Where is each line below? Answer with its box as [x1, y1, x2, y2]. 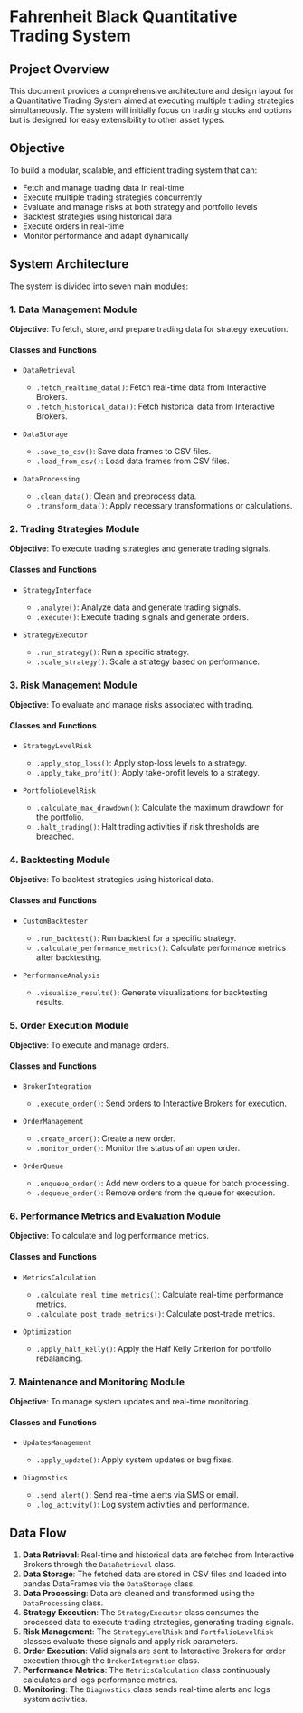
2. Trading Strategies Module [9, 523, 140, 536]
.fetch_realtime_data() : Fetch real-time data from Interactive [35, 382, 267, 393]
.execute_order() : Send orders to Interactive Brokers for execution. [35, 1098, 288, 1109]
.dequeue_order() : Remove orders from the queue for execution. [35, 1187, 276, 1198]
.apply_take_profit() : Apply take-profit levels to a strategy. [35, 767, 260, 778]
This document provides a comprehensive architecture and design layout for [9, 86, 295, 96]
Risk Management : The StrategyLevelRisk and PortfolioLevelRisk [22, 1626, 274, 1637]
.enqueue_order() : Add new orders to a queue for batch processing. [35, 1178, 289, 1189]
